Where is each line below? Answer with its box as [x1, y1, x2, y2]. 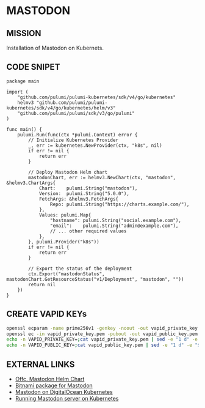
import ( [6, 89, 29, 95]
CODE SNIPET [6, 62, 60, 72]
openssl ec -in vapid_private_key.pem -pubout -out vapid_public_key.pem [6, 331, 198, 337]
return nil [28, 281, 56, 287]
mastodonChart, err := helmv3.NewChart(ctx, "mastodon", [28, 174, 176, 180]
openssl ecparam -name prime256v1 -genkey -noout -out [6, 325, 149, 331]
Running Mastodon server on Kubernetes [15, 395, 119, 402]
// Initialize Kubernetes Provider [28, 137, 119, 143]
